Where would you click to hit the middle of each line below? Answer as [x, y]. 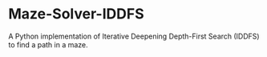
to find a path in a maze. [48, 44]
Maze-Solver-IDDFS [76, 14]
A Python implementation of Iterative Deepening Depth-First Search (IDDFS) [134, 36]
